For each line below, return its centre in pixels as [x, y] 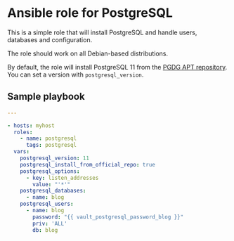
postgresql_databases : [53, 191]
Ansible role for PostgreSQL [90, 13]
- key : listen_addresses [62, 178]
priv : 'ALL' [50, 223]
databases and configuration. [50, 39]
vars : [22, 152]
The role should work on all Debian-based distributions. [88, 53]
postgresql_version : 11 [55, 158]
